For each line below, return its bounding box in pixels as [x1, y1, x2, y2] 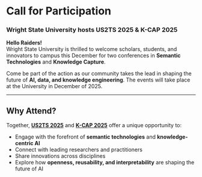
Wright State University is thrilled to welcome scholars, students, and [6, 46, 177, 53]
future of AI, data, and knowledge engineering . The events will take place [6, 76, 191, 83]
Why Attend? [6, 106, 57, 116]
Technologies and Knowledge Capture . [6, 58, 106, 65]
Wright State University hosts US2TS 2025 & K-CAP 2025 [6, 26, 178, 34]
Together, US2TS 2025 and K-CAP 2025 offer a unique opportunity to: [6, 122, 182, 129]
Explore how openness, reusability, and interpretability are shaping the [14, 159, 195, 166]
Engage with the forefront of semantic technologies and [14, 133, 156, 140]
